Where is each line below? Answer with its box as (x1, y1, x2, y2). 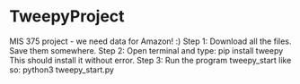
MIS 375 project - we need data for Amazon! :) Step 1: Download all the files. (9, 36, 292, 46)
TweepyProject (9, 6, 125, 27)
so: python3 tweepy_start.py (9, 64, 115, 75)
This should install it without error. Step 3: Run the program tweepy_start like (9, 55, 292, 65)
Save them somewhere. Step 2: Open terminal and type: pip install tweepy (9, 45, 284, 55)
